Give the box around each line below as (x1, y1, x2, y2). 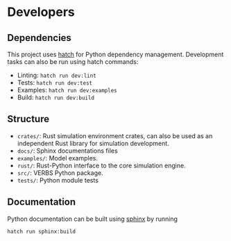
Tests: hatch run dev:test (17, 78, 92, 87)
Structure (7, 113, 50, 125)
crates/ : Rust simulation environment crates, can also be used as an (17, 131, 213, 140)
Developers (7, 4, 75, 20)
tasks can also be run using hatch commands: (7, 58, 139, 66)
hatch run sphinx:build (7, 228, 76, 235)
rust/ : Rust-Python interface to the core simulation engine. (17, 161, 186, 169)
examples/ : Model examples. (17, 153, 99, 162)
